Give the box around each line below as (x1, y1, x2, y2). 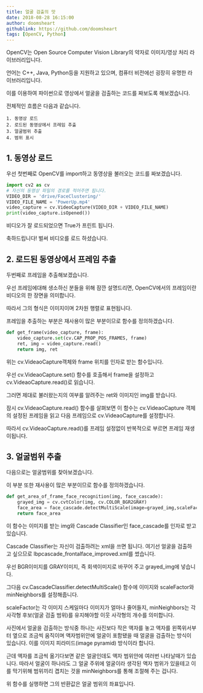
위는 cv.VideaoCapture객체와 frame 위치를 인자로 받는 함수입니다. (6, 358, 164, 365)
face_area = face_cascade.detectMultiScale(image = (17, 505, 147, 511)
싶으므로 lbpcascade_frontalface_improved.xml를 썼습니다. (12, 550, 156, 557)
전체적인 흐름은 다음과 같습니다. (6, 102, 81, 109)
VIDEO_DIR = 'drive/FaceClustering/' (6, 193, 101, 200)
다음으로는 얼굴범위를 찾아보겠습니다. (6, 469, 94, 476)
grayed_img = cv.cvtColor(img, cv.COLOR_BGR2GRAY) (17, 499, 147, 506)
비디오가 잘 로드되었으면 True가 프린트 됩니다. (6, 222, 115, 229)
